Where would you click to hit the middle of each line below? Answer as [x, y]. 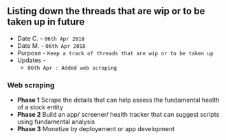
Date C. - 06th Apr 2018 [50, 38]
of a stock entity [40, 107]
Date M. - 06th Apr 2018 [51, 45]
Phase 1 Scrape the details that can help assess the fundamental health [118, 100]
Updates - [31, 60]
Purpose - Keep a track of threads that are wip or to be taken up [115, 53]
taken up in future [46, 22]
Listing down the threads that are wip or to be [106, 11]
